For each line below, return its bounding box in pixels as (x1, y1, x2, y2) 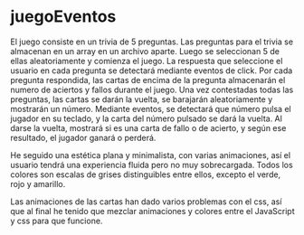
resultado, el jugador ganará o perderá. (10, 132, 157, 143)
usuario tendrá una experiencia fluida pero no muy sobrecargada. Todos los (10, 159, 293, 170)
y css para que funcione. (10, 215, 103, 226)
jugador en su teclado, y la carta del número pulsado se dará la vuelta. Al (10, 113, 283, 124)
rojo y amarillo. (10, 178, 66, 189)
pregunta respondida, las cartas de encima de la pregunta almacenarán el (10, 74, 286, 85)
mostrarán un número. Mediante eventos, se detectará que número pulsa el (10, 103, 292, 114)
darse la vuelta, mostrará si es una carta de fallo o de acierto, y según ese (10, 122, 287, 133)
